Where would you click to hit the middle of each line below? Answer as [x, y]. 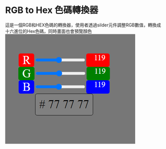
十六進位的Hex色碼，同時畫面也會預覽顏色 [49, 31]
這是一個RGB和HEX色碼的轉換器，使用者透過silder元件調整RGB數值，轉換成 [83, 25]
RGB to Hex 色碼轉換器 [52, 10]
